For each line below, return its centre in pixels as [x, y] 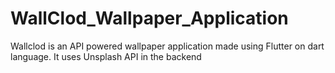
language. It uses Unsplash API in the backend [106, 56]
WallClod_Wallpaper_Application [149, 18]
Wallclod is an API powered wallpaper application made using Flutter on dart [167, 46]
